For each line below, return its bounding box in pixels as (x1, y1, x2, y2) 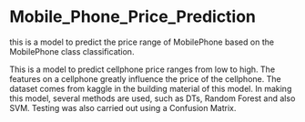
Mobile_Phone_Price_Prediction (9, 6, 257, 27)
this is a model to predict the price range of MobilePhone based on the (9, 36, 275, 47)
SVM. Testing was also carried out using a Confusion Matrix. (9, 102, 237, 113)
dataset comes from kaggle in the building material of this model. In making (9, 83, 292, 94)
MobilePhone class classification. (9, 46, 135, 56)
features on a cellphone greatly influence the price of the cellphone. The (9, 73, 281, 84)
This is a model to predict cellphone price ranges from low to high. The (9, 64, 276, 75)
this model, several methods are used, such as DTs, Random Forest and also (9, 93, 296, 104)
